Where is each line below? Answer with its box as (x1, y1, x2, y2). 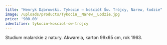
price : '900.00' (5, 16, 39, 21)
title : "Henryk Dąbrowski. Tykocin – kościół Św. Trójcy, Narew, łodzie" (5, 7, 163, 12)
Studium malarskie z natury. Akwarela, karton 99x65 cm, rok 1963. (5, 35, 142, 41)
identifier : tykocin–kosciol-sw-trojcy (5, 21, 89, 26)
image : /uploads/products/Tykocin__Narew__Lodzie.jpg (5, 12, 120, 17)
